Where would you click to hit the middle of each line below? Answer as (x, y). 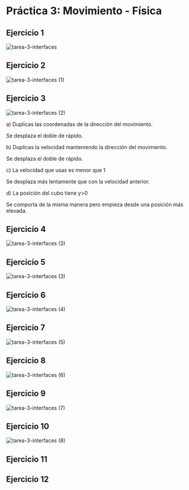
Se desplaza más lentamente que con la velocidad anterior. (78, 181)
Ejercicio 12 (27, 480)
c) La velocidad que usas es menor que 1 (56, 170)
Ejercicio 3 (26, 99)
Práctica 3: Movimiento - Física (84, 11)
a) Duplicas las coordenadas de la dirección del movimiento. (79, 124)
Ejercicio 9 (26, 394)
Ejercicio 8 (26, 361)
